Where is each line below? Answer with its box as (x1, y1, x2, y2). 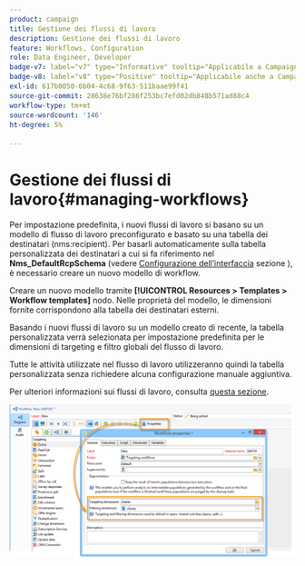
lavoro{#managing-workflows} (9, 189, 250, 210)
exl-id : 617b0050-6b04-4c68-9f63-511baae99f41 (9, 82, 189, 91)
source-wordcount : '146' (9, 110, 103, 120)
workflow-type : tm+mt (9, 101, 92, 110)
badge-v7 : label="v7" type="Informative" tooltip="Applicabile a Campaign (9, 63, 299, 72)
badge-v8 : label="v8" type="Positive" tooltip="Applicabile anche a (9, 73, 274, 82)
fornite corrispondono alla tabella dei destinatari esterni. (9, 304, 220, 315)
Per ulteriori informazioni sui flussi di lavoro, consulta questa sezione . (9, 386, 270, 397)
